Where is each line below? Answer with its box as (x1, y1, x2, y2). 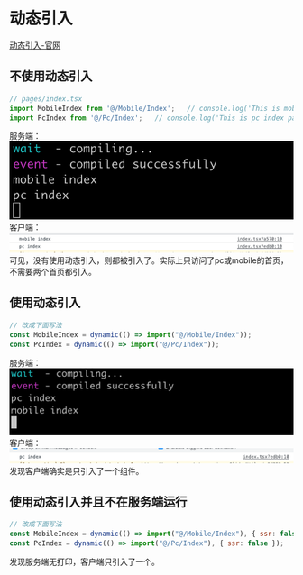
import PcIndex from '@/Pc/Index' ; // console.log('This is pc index (9, 114, 284, 123)
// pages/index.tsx (9, 94, 83, 104)
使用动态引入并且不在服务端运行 (9, 495, 188, 510)
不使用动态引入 (9, 68, 93, 84)
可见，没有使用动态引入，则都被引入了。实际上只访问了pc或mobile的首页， (9, 255, 289, 266)
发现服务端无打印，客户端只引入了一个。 (9, 556, 160, 568)
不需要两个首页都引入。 (9, 267, 96, 278)
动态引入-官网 (9, 40, 61, 50)
